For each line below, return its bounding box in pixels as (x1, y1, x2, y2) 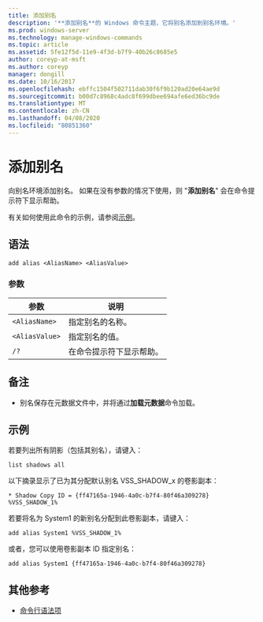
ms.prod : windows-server (8, 26, 90, 34)
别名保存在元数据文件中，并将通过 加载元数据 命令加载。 (19, 398, 199, 407)
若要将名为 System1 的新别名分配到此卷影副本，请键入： (8, 514, 191, 523)
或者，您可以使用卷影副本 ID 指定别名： (8, 544, 136, 553)
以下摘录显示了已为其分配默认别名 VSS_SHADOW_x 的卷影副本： (8, 476, 219, 485)
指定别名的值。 (68, 331, 124, 342)
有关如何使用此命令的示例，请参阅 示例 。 (8, 212, 139, 222)
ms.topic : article (8, 41, 69, 49)
